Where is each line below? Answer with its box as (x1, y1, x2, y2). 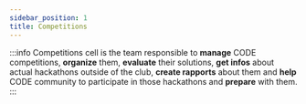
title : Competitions (9, 22, 89, 31)
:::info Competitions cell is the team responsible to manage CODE (9, 47, 257, 57)
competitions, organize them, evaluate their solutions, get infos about (9, 57, 275, 68)
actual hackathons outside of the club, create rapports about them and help (9, 66, 297, 78)
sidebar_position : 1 (9, 13, 89, 23)
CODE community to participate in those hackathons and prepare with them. (9, 76, 298, 87)
